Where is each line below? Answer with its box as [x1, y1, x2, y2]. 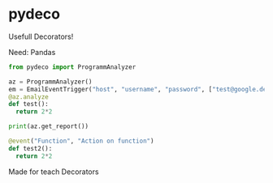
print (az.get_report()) [8, 122, 89, 130]
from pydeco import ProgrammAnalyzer [8, 62, 136, 71]
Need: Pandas [8, 47, 56, 57]
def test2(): [8, 144, 53, 152]
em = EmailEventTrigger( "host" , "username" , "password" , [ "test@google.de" [8, 85, 271, 93]
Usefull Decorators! [8, 32, 74, 41]
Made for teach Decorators [8, 167, 99, 177]
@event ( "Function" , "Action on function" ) [8, 137, 154, 146]
